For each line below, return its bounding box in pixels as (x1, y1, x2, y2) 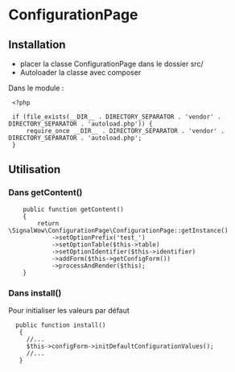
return (37, 219, 60, 227)
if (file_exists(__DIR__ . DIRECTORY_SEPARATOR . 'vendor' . (11, 113, 221, 121)
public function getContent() (23, 205, 125, 213)
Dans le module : (8, 83, 64, 93)
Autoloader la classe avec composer (19, 68, 142, 77)
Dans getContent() (8, 187, 83, 198)
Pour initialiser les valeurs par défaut (8, 305, 130, 315)
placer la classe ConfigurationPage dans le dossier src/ (19, 59, 204, 68)
